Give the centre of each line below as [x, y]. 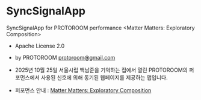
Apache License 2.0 [40, 46]
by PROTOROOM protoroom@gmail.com [65, 57]
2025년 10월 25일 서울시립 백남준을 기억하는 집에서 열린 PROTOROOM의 [101, 70]
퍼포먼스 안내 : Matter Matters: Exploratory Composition [83, 90]
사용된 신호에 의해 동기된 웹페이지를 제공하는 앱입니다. [104, 77]
